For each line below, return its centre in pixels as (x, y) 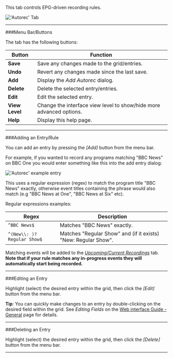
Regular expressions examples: (38, 204)
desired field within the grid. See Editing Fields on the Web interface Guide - (86, 309)
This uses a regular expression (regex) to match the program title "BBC (81, 183)
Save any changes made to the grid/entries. (90, 64)
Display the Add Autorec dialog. (75, 80)
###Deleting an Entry (28, 329)
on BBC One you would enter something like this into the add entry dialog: (84, 163)
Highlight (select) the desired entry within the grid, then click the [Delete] (83, 339)
